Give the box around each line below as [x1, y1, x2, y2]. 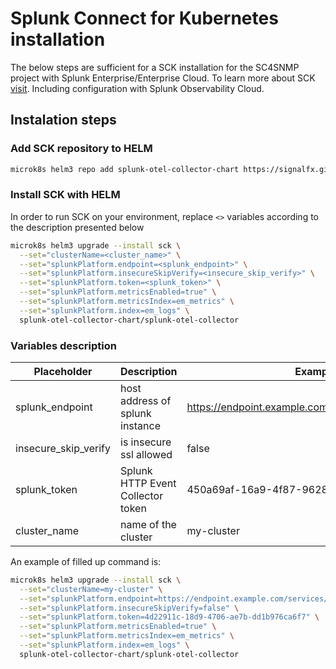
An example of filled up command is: [10, 555, 162, 567]
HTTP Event [120, 476, 177, 490]
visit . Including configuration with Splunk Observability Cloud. [10, 82, 265, 94]
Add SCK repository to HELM [10, 142, 153, 156]
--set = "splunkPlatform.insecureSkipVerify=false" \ [19, 603, 240, 613]
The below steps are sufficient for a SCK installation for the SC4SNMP [10, 61, 300, 73]
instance [120, 418, 161, 432]
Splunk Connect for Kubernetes [10, 7, 279, 30]
